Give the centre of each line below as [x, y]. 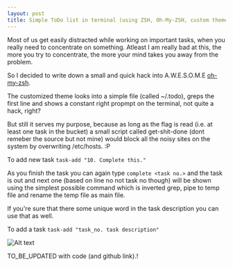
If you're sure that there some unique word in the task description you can [113, 208]
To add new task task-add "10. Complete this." [77, 159]
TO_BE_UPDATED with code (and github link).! [73, 256]
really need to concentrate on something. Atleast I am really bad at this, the [114, 47]
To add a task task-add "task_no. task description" [83, 229]
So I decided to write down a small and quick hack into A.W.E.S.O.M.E [106, 75]
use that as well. [31, 216]
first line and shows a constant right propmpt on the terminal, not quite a [111, 103]
